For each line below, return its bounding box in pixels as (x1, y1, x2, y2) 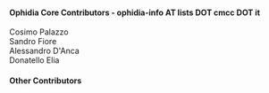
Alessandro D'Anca (9, 45, 80, 57)
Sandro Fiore (9, 36, 57, 47)
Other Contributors (9, 75, 82, 86)
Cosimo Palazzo (9, 27, 69, 37)
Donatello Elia (9, 55, 60, 66)
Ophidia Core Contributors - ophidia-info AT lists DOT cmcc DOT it (9, 7, 261, 18)
